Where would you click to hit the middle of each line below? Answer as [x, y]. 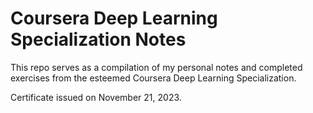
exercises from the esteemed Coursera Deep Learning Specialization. [153, 78]
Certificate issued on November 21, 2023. [96, 97]
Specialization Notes [98, 39]
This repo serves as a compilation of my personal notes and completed [156, 67]
